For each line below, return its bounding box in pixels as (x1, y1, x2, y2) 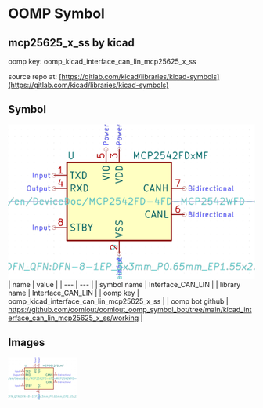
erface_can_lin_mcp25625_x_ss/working (8, 313, 139, 322)
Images (8, 336, 45, 349)
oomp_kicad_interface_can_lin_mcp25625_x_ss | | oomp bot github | (8, 296, 229, 306)
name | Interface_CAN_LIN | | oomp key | (8, 288, 139, 297)
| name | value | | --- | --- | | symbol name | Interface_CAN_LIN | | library (8, 279, 241, 289)
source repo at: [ (8, 72, 62, 81)
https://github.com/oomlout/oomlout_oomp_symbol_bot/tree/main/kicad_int (8, 304, 252, 314)
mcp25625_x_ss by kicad (8, 36, 135, 49)
